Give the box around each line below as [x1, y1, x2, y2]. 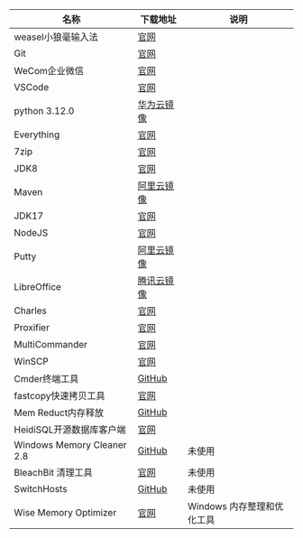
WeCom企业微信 [14, 65, 84, 77]
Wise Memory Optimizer [14, 506, 117, 518]
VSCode [14, 81, 50, 93]
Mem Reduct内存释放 [14, 406, 105, 419]
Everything [14, 128, 60, 141]
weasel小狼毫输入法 [14, 31, 98, 43]
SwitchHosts [14, 483, 68, 495]
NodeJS [14, 227, 49, 238]
